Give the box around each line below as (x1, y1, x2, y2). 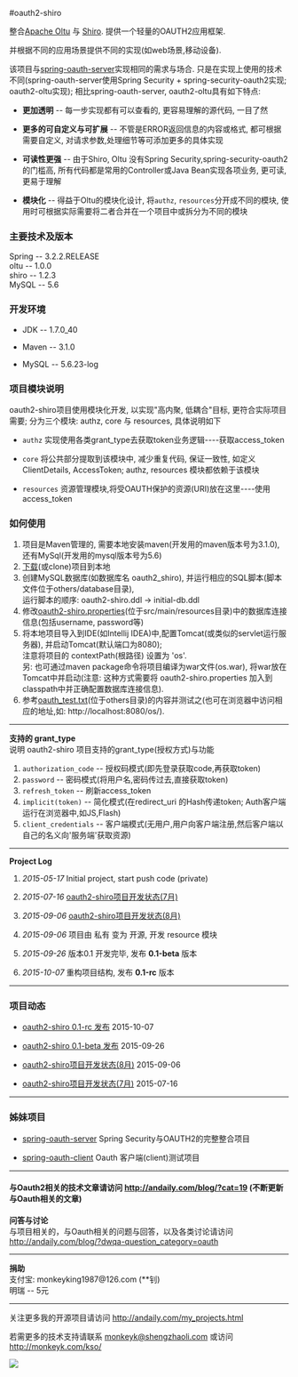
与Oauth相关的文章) (9, 1194, 82, 1204)
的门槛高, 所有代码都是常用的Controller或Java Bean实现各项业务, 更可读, (21, 165, 286, 175)
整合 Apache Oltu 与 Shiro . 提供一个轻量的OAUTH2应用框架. (9, 26, 226, 36)
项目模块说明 (9, 382, 65, 395)
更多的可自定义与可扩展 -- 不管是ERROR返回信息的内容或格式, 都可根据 (21, 124, 282, 134)
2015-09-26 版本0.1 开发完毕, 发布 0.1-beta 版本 (21, 948, 198, 959)
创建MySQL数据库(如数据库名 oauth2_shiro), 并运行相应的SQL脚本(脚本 (21, 573, 282, 584)
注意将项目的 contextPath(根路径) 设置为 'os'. (21, 650, 187, 661)
